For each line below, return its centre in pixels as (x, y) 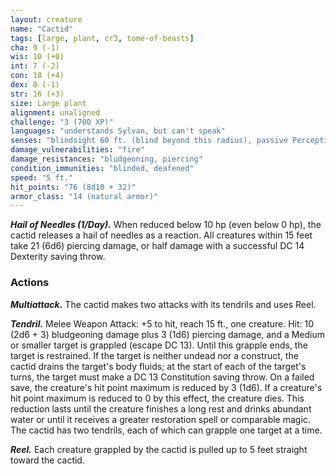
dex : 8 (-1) (35, 85)
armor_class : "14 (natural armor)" (84, 196)
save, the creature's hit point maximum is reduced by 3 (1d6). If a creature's (166, 387)
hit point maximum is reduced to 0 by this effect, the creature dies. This (157, 398)
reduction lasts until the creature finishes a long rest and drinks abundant (161, 408)
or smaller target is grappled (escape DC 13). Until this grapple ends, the (159, 345)
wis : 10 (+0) (37, 57)
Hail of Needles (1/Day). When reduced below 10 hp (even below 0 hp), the (166, 225)
